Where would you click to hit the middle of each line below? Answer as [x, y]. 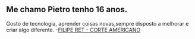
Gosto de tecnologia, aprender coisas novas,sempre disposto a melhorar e [97, 23]
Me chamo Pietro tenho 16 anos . [67, 10]
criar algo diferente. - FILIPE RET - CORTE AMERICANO [73, 30]
